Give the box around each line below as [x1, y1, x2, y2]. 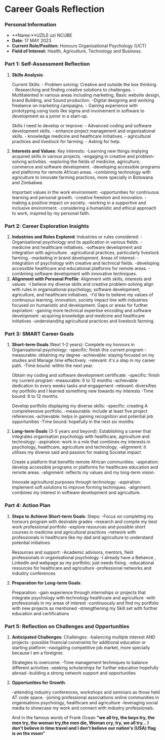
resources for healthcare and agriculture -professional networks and [11, 565, 152, 571]
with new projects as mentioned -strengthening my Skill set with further [11, 605, 158, 611]
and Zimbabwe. [11, 179, 44, 185]
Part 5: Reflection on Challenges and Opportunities [4, 623, 129, 630]
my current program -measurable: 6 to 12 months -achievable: [11, 377, 139, 383]
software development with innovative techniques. [34, 271, 137, 277]
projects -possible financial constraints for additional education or [11, 639, 146, 645]
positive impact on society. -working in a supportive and [31, 200, 146, 206]
